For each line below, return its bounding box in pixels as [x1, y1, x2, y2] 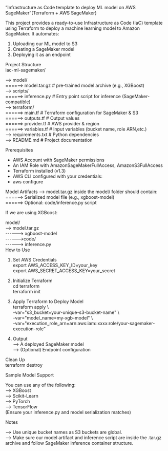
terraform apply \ [12, 304, 49, 310]
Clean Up [5, 356, 25, 363]
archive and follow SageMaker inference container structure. [5, 440, 134, 446]
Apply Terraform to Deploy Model [12, 298, 83, 305]
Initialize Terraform [12, 277, 53, 284]
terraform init [12, 289, 41, 294]
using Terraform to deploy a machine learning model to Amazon [5, 25, 140, 31]
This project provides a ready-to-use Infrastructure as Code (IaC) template [5, 20, 163, 26]
